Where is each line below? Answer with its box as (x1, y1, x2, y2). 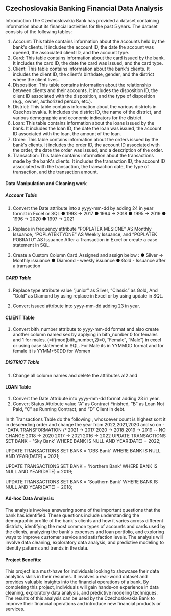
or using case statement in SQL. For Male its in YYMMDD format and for (12, 342, 164, 348)
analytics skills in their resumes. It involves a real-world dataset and (5, 574, 148, 580)
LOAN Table (5, 384, 31, 390)
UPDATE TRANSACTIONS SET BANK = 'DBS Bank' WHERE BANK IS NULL (5, 447, 161, 454)
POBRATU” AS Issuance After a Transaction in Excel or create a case (12, 237, 158, 243)
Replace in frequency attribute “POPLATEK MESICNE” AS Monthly (12, 226, 152, 232)
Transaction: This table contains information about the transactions (12, 152, 154, 158)
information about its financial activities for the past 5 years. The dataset (5, 23, 158, 29)
